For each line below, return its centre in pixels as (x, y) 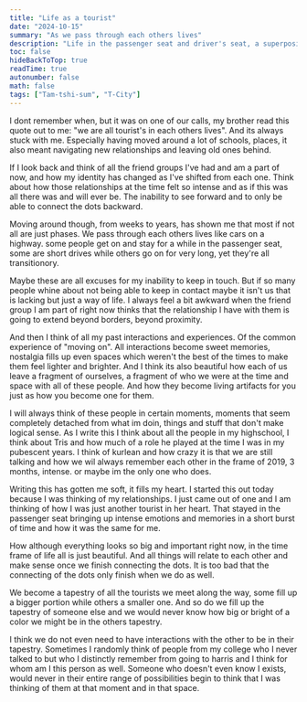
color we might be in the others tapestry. (86, 622)
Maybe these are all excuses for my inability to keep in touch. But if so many (153, 281)
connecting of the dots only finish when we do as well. (112, 574)
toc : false (30, 52)
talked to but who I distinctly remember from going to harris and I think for (148, 658)
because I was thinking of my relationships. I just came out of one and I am (150, 498)
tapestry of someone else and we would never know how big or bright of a (150, 612)
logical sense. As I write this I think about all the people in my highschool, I (149, 432)
